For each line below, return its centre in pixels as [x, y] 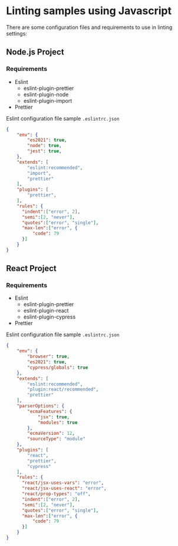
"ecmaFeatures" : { [50, 411]
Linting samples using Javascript [89, 11]
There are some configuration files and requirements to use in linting [89, 27]
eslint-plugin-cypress [50, 317]
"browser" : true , [48, 357]
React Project [32, 269]
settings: [17, 33]
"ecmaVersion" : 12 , [51, 433]
